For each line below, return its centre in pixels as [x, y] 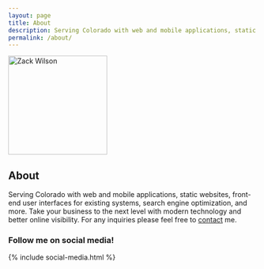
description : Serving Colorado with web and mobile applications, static [132, 30]
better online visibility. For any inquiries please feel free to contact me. [123, 220]
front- [241, 195]
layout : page [30, 15]
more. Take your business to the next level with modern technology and [125, 211]
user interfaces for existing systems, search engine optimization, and [135, 203]
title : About [30, 23]
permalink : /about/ [40, 38]
